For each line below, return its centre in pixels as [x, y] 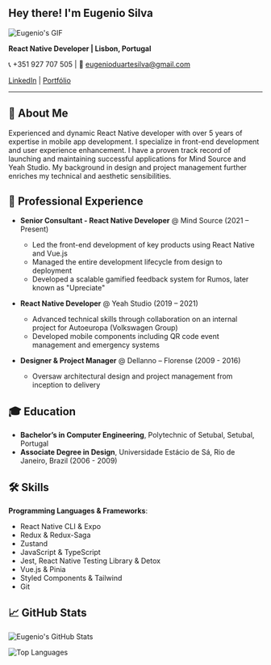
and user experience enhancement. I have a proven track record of [120, 150]
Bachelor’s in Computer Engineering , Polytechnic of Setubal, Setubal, [137, 435]
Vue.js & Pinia [43, 570]
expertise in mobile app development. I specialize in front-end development [134, 142]
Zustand [34, 544]
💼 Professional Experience [76, 201]
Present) [34, 229]
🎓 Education [42, 411]
